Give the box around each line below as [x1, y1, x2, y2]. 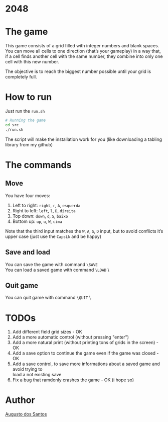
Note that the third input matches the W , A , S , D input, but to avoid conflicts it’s [5, 228, 163, 234]
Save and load [5, 248, 50, 257]
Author [5, 394, 35, 406]
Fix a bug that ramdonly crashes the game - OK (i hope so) [12, 377, 134, 383]
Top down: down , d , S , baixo [12, 213, 68, 219]
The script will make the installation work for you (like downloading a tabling [5, 136, 162, 142]
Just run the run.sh [5, 108, 45, 114]
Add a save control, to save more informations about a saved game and [12, 361, 160, 367]
